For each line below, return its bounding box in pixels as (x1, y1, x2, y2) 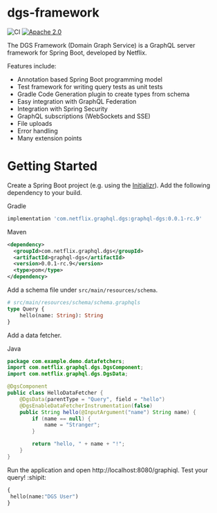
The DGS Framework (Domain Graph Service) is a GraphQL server (7, 41, 196, 49)
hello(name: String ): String (19, 312, 104, 319)
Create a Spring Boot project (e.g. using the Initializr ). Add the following (7, 181, 211, 189)
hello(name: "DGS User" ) (10, 493, 79, 500)
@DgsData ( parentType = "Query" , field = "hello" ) (19, 395, 166, 402)
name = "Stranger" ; (44, 422, 100, 429)
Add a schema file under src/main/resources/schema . (7, 286, 158, 294)
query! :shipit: (7, 473, 47, 481)
